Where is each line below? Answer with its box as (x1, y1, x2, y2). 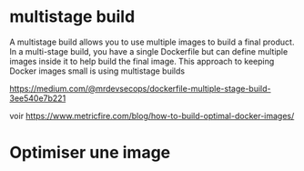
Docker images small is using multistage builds (9, 65, 185, 76)
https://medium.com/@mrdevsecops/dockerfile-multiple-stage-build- (9, 83, 271, 94)
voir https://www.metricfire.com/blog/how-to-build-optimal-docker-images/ (9, 110, 295, 121)
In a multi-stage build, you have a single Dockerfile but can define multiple (9, 45, 289, 56)
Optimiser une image (9, 143, 171, 163)
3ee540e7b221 (9, 93, 66, 104)
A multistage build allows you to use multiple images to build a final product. (9, 36, 295, 47)
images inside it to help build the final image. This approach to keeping (9, 55, 275, 66)
